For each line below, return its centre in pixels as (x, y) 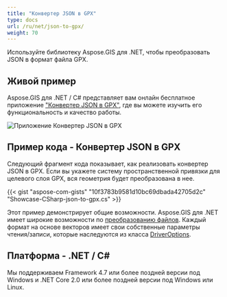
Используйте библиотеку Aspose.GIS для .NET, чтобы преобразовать (109, 52)
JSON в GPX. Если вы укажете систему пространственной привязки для (114, 171)
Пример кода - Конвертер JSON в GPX (94, 147)
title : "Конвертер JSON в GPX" (52, 13)
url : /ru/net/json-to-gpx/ (46, 26)
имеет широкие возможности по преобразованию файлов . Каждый (107, 219)
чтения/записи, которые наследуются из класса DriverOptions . (99, 234)
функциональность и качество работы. (64, 112)
